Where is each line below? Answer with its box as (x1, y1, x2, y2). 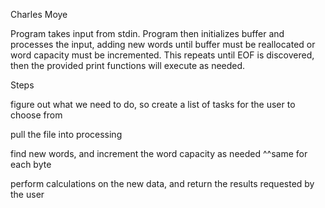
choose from (10, 109, 63, 121)
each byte (10, 159, 52, 170)
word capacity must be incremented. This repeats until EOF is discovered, (10, 49, 315, 61)
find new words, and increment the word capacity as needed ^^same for (10, 148, 308, 159)
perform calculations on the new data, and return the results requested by (10, 178, 315, 189)
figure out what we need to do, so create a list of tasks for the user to (10, 99, 296, 110)
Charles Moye (10, 9, 68, 20)
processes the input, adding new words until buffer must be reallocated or (10, 39, 316, 50)
